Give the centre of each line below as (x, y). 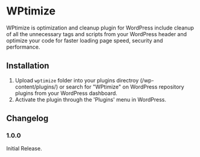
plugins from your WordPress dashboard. (66, 93)
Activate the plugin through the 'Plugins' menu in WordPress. (91, 99)
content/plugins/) (36, 87)
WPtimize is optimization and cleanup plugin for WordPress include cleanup (100, 28)
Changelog (27, 119)
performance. (23, 47)
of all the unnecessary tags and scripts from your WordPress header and (97, 34)
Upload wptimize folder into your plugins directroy (77, 80)
